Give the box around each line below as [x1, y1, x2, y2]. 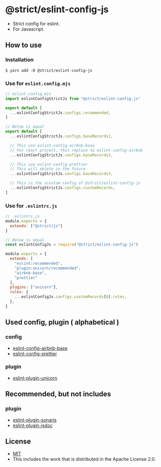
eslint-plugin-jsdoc [12, 422, 53, 429]
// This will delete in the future [10, 167, 86, 172]
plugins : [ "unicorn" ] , [10, 285, 58, 290]
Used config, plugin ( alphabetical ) [5, 318, 119, 327]
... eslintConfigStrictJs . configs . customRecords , [10, 186, 116, 191]
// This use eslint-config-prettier [10, 161, 88, 167]
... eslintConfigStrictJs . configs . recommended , [10, 110, 111, 115]
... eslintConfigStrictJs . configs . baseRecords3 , [10, 171, 113, 176]
